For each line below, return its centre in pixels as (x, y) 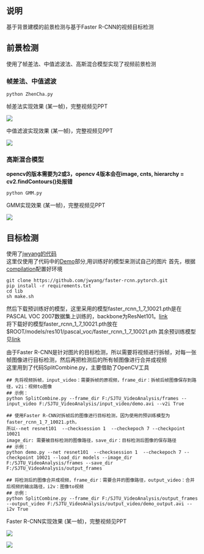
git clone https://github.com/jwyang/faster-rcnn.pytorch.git (87, 281)
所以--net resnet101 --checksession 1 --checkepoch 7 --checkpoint (96, 429)
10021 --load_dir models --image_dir (84, 458)
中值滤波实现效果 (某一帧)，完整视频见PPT (60, 131)
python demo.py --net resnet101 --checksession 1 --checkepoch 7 (94, 453)
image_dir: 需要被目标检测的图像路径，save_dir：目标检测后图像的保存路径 (92, 441)
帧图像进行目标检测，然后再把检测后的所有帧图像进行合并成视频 (86, 360)
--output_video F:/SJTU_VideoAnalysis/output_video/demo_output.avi (95, 504)
